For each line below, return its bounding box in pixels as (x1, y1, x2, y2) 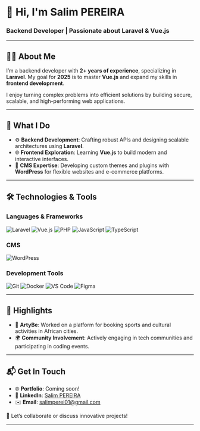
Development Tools (6, 269, 64, 278)
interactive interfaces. (14, 156, 69, 163)
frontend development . (6, 80, 65, 87)
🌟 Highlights (6, 306, 52, 316)
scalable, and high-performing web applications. (6, 97, 126, 105)
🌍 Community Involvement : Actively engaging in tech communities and (14, 334, 193, 341)
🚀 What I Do (6, 120, 51, 130)
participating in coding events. (14, 343, 90, 350)
